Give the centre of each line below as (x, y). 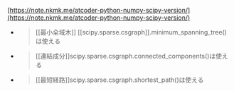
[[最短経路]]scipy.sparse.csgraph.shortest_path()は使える (119, 80)
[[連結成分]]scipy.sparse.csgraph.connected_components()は (126, 56)
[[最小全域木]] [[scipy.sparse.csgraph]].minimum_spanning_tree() (131, 32)
